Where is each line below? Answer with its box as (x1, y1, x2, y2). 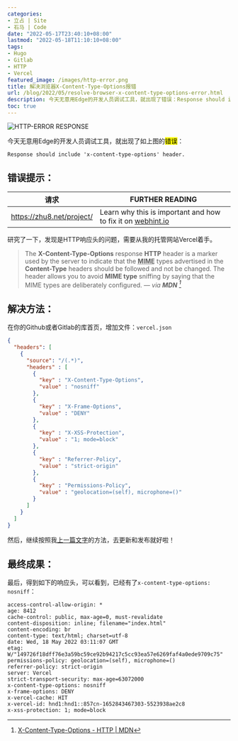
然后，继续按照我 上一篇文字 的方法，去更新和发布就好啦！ (7, 535, 175, 544)
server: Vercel (7, 669, 52, 677)
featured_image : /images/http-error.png (7, 76, 129, 84)
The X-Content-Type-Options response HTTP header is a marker (24, 249, 218, 257)
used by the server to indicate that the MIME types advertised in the (24, 257, 224, 265)
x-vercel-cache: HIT (7, 694, 69, 702)
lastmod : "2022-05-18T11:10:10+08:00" (7, 37, 122, 44)
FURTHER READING (130, 194, 197, 204)
